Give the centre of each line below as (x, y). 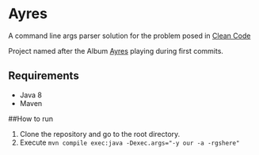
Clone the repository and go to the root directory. (100, 134)
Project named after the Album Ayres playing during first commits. (116, 51)
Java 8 (30, 95)
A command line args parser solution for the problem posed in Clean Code (129, 36)
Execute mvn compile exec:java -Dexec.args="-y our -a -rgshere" (129, 142)
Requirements (44, 76)
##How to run (31, 119)
